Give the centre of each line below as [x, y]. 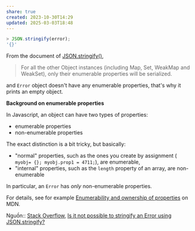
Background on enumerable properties [55, 103]
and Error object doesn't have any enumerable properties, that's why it [94, 85]
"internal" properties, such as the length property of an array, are [95, 168]
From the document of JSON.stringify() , [55, 56]
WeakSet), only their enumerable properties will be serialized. [96, 74]
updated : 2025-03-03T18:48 [40, 23]
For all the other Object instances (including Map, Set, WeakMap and [105, 68]
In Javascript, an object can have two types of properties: [77, 115]
